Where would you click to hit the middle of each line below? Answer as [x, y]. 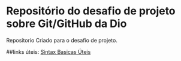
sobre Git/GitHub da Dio [67, 24]
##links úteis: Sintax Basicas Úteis [49, 51]
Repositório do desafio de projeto [91, 11]
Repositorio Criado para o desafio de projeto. [62, 40]
